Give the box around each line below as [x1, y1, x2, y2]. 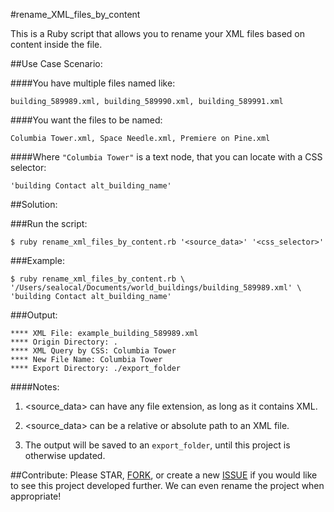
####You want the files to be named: [10, 114, 163, 126]
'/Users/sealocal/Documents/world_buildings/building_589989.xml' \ [10, 283, 302, 293]
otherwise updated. [24, 450, 106, 461]
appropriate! [10, 490, 62, 502]
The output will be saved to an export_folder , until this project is [24, 439, 291, 451]
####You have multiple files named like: [10, 77, 176, 89]
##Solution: [10, 199, 58, 210]
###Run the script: [10, 218, 88, 229]
